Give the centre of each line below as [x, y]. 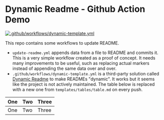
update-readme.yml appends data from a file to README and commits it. [85, 53]
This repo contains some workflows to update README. [62, 43]
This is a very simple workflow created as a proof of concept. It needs [84, 58]
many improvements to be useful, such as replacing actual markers [81, 63]
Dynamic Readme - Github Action [75, 9]
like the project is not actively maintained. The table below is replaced [83, 84]
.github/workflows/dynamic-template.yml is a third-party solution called [86, 73]
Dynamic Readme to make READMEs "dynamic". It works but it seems [83, 79]
